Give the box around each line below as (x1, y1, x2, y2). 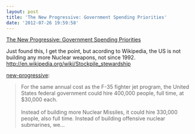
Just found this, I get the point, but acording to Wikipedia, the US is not (6, 48, 181, 55)
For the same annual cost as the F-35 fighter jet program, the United (20, 83, 190, 91)
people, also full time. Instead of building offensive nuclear (20, 115, 166, 122)
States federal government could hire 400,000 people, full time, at (20, 90, 184, 97)
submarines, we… (20, 121, 65, 129)
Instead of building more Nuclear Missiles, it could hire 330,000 (20, 108, 178, 116)
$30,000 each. (20, 96, 58, 103)
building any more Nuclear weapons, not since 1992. (6, 54, 136, 61)
